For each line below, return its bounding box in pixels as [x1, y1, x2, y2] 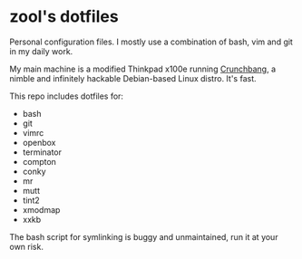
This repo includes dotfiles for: [9, 91, 124, 101]
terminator [22, 147, 62, 158]
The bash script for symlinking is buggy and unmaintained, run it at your [9, 231, 278, 242]
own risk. [9, 241, 44, 252]
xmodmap [22, 204, 61, 215]
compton [22, 156, 57, 167]
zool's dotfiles [9, 6, 120, 27]
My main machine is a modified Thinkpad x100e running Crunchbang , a [9, 63, 277, 74]
